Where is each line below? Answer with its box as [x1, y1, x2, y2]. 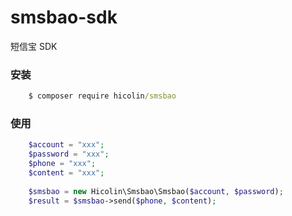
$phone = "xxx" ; [28, 159, 97, 169]
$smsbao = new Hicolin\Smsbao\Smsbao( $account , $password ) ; [28, 186, 284, 196]
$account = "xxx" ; [28, 140, 105, 150]
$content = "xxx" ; [28, 168, 105, 178]
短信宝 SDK [10, 40, 58, 52]
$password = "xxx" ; [28, 149, 110, 160]
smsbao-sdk [10, 6, 118, 29]
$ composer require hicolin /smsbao [28, 91, 177, 101]
